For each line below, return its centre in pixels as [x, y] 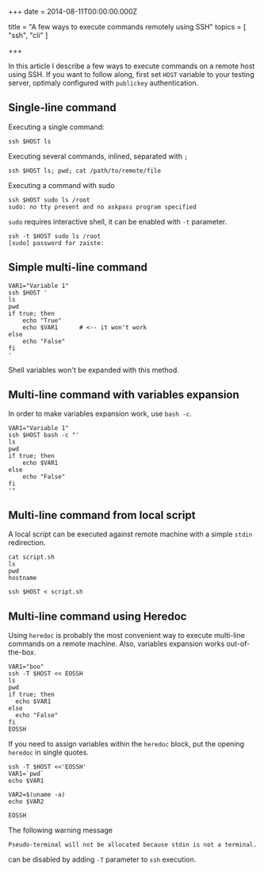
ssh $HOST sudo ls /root [49, 200]
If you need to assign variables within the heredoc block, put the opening [126, 744]
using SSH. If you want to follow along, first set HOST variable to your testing [131, 74]
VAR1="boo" [26, 667]
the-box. [22, 652]
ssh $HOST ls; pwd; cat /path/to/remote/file [84, 171]
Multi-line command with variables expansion [124, 395]
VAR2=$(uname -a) [37, 795]
